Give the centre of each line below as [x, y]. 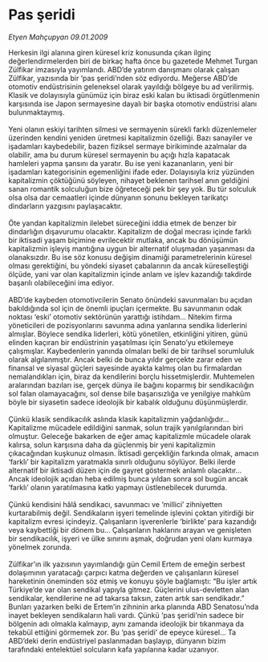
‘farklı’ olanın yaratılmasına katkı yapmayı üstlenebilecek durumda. [118, 487]
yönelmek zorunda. [40, 546]
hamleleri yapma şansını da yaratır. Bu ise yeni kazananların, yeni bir [121, 163]
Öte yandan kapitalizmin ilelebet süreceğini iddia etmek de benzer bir [122, 223]
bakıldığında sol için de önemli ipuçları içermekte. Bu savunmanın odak [125, 308]
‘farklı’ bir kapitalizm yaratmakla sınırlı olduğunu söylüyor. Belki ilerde [122, 461]
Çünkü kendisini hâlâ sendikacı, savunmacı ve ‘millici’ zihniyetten [116, 504]
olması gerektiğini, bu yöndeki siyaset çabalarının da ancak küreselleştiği [128, 266]
